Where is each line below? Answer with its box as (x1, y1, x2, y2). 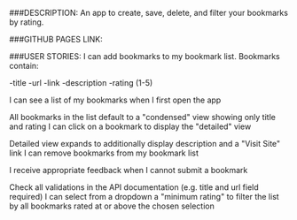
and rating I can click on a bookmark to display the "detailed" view (9, 121, 252, 132)
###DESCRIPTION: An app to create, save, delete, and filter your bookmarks (9, 8, 288, 18)
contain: (9, 61, 39, 71)
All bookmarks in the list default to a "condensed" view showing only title (9, 112, 277, 122)
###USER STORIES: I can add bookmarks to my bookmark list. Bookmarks (9, 51, 281, 61)
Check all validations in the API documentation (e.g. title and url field (9, 182, 259, 193)
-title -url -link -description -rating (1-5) (9, 78, 153, 87)
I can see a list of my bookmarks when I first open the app (9, 95, 222, 105)
